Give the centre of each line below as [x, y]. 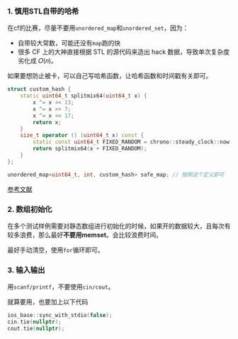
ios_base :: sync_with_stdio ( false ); [60, 316]
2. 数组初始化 [30, 209]
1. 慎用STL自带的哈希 [43, 11]
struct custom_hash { [39, 89]
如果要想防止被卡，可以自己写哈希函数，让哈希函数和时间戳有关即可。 [110, 76]
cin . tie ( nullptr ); [34, 322]
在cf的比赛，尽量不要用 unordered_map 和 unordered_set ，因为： [98, 28]
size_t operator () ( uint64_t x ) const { [82, 135]
